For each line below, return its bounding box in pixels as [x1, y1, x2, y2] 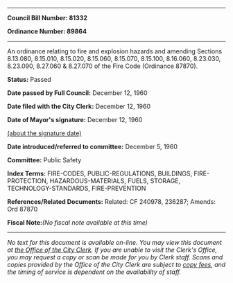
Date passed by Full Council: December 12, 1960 [7, 89, 148, 97]
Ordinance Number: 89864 [7, 27, 87, 35]
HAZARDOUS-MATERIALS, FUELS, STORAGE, [49, 177, 181, 185]
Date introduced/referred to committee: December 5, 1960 [7, 143, 178, 151]
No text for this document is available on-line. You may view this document [7, 239, 222, 246]
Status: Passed [7, 76, 52, 83]
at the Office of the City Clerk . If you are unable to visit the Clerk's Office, [7, 246, 218, 254]
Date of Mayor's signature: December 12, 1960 [7, 116, 143, 123]
